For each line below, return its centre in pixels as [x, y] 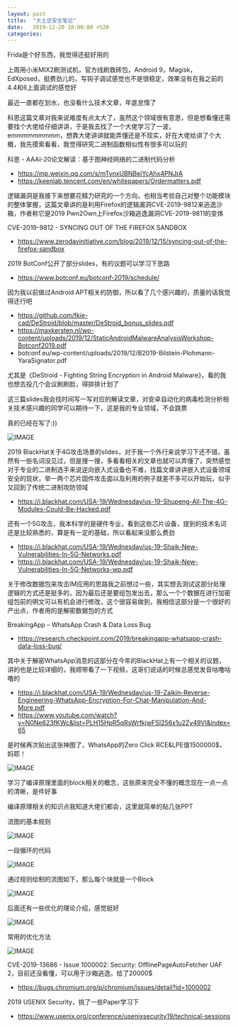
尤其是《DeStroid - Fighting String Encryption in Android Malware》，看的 [114, 375]
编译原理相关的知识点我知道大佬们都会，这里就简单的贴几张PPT [100, 806]
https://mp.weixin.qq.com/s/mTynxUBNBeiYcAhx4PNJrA [100, 174]
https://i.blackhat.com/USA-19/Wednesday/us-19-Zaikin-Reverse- [114, 693]
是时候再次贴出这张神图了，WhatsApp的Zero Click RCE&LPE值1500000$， [117, 745]
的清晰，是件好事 [32, 792]
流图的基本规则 [29, 822]
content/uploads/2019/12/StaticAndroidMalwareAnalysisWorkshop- [116, 338]
